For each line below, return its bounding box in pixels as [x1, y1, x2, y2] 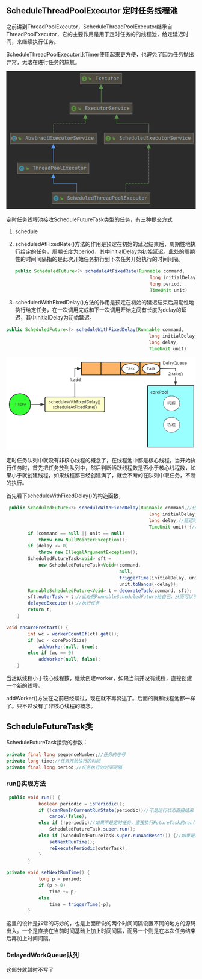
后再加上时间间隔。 [6, 934, 54, 942]
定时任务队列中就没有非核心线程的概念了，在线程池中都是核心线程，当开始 [6, 457, 191, 464]
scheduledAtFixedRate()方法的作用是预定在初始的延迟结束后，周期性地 [14, 240, 191, 247]
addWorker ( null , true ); [38, 644, 98, 650]
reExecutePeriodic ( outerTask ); [49, 845, 128, 851]
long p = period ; [38, 876, 82, 882]
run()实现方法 [6, 779, 46, 788]
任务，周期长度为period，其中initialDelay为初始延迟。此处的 [35, 248, 185, 255]
